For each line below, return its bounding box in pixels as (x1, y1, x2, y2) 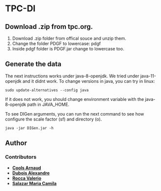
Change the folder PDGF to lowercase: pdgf (12, 41, 101, 47)
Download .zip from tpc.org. (5, 23, 93, 31)
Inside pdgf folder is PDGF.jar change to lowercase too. (12, 46, 124, 51)
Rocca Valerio (12, 175, 42, 181)
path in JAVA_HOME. (27, 101, 70, 107)
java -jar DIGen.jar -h (5, 125, 54, 130)
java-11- (140, 73, 156, 79)
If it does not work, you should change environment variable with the (5, 96, 144, 102)
